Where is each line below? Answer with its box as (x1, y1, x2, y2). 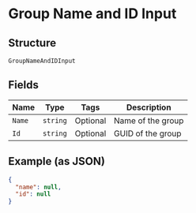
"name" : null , (15, 183, 62, 191)
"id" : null (15, 190, 51, 198)
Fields (8, 78, 40, 92)
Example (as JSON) (8, 155, 105, 168)
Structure (8, 36, 57, 50)
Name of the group (113, 115, 184, 126)
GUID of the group (113, 128, 182, 139)
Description (126, 102, 171, 113)
